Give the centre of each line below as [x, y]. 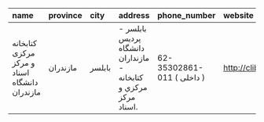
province [65, 15]
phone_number [186, 15]
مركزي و [133, 87]
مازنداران [134, 58]
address [134, 15]
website [238, 15]
